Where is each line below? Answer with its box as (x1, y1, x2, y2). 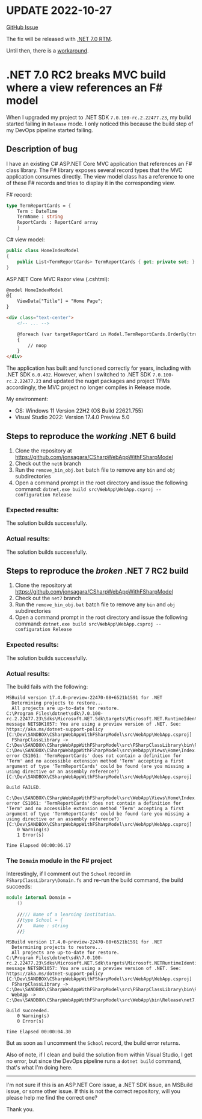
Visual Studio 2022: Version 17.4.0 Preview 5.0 (14, 414, 130, 421)
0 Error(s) (17, 1018, 44, 1024)
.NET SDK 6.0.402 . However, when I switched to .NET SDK (6, 371, 151, 378)
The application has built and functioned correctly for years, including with (6, 364, 191, 372)
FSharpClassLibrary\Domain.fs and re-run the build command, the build (6, 876, 183, 884)
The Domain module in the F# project (6, 856, 112, 864)
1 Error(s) (17, 832, 44, 838)
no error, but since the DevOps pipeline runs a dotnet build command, (6, 1057, 182, 1065)
